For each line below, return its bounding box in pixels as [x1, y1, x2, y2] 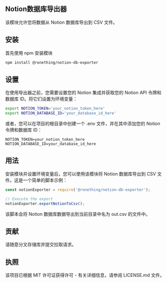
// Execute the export [5, 196, 53, 201]
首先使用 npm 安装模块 [5, 50, 53, 56]
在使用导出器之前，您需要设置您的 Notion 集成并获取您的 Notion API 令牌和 [5, 90, 162, 96]
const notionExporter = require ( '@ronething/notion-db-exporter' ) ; [5, 187, 151, 192]
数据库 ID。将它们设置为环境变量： [5, 96, 77, 102]
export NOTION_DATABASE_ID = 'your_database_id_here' [5, 111, 116, 116]
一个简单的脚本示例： [22, 177, 67, 183]
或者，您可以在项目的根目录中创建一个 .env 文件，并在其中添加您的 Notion [5, 120, 160, 127]
